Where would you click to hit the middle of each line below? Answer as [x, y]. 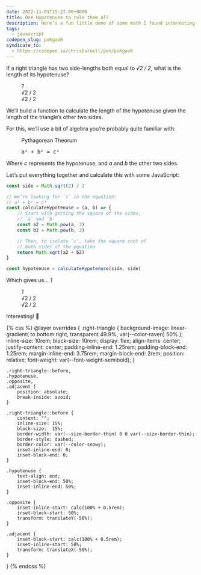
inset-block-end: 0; [43, 455]
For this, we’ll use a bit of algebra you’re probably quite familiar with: [91, 128]
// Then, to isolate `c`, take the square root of [82, 241]
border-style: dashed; [45, 440]
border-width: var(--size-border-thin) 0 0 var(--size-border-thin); [106, 434]
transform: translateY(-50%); [55, 518]
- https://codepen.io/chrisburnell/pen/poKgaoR [73, 51]
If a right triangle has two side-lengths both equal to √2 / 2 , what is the [94, 68]
